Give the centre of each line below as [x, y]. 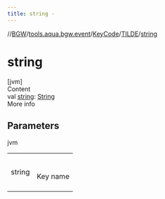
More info [21, 104]
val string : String [31, 96]
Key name [53, 177]
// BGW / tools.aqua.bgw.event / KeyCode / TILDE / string [82, 34]
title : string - [31, 14]
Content [19, 89]
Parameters [33, 126]
